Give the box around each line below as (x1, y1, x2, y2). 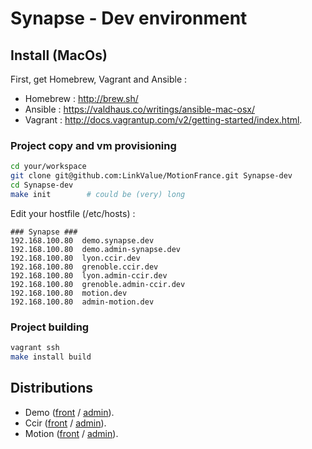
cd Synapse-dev (10, 180, 74, 191)
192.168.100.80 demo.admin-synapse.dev (10, 244, 182, 254)
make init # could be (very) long (10, 189, 186, 199)
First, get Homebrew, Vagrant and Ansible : (10, 73, 188, 85)
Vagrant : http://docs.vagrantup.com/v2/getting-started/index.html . (24, 114, 303, 126)
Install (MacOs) (10, 47, 108, 64)
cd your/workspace (10, 162, 87, 172)
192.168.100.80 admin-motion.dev (10, 297, 155, 307)
